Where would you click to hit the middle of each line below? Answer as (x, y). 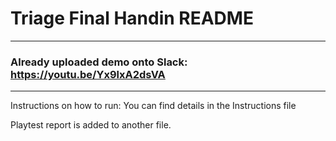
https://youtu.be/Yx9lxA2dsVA (88, 74)
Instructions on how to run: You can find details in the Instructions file (153, 106)
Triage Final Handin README (132, 18)
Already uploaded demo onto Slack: (99, 62)
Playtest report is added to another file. (91, 125)
